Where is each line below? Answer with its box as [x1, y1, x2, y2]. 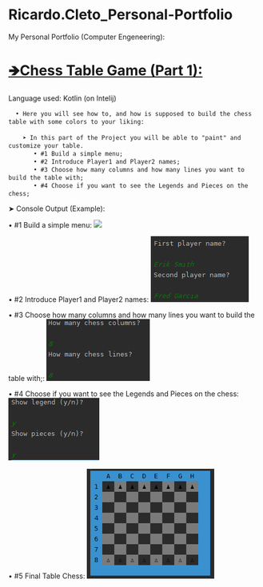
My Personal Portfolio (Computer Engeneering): [8, 32, 165, 42]
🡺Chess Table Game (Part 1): [8, 61, 203, 80]
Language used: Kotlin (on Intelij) [8, 93, 118, 103]
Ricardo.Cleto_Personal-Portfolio [8, 6, 233, 24]
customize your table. [8, 141, 84, 149]
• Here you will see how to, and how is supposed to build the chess [15, 109, 252, 117]
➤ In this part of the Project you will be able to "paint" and [22, 133, 241, 141]
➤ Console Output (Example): [8, 204, 106, 213]
